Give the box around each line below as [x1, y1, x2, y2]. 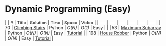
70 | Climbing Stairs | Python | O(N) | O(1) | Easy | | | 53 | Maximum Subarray [5, 24, 161, 30]
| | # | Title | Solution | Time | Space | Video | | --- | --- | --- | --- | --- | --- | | [5, 20, 161, 25]
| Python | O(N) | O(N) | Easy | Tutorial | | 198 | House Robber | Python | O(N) [5, 30, 162, 36]
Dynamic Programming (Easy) [5, 3, 131, 15]
